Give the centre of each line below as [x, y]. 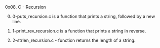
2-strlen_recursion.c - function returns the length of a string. [74, 40]
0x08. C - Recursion [26, 7]
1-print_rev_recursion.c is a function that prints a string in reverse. [79, 31]
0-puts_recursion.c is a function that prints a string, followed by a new [84, 16]
